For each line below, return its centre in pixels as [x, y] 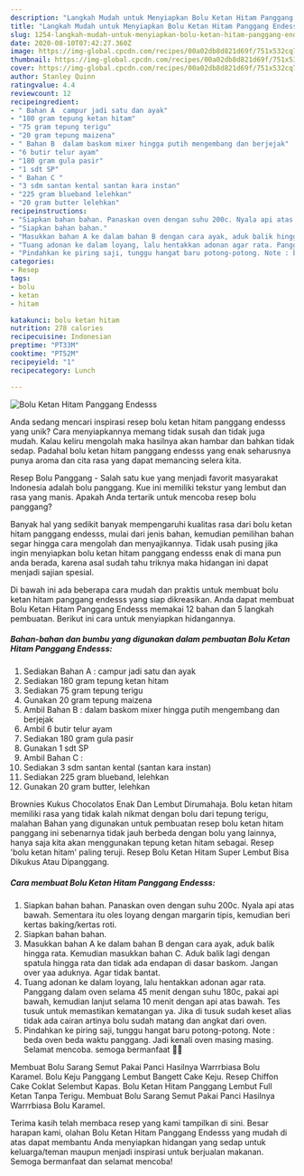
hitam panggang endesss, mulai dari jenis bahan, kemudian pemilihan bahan [152, 534]
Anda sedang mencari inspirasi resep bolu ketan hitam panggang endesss [148, 422]
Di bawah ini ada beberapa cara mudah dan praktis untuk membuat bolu [144, 590]
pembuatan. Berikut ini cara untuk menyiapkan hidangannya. [123, 618]
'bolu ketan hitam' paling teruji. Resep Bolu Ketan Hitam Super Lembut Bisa [150, 852]
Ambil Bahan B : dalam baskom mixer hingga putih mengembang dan [152, 710]
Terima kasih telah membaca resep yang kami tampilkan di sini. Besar [139, 1124]
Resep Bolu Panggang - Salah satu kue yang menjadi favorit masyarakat [144, 478]
